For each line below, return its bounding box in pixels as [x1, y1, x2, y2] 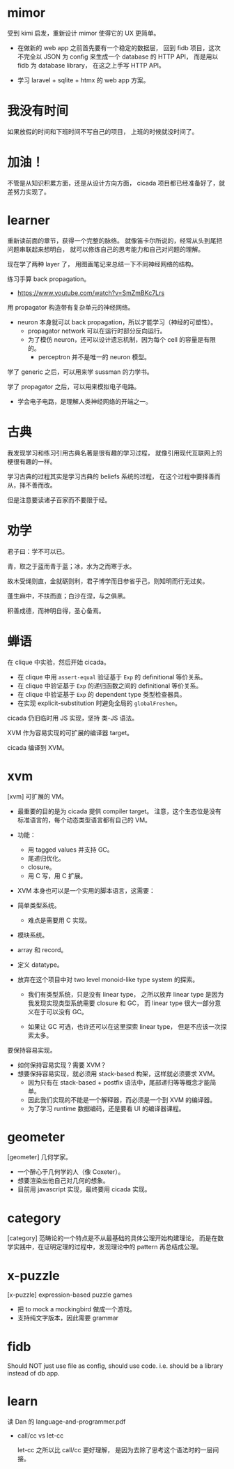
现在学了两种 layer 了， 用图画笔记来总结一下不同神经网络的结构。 [7, 259, 197, 268]
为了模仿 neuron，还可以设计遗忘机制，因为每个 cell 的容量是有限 [27, 335, 216, 343]
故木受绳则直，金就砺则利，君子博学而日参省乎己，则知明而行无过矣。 [7, 577, 209, 585]
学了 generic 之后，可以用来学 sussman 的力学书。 [7, 368, 153, 376]
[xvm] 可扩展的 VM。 [7, 792, 68, 800]
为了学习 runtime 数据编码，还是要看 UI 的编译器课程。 [27, 1104, 185, 1113]
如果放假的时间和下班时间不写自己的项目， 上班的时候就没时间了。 [7, 127, 198, 135]
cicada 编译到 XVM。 [7, 743, 68, 751]
